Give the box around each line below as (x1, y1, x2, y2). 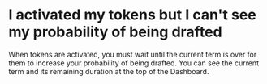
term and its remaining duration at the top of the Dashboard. (8, 66, 209, 76)
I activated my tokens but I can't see (8, 6, 257, 24)
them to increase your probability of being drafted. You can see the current (8, 58, 260, 68)
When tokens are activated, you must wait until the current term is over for (8, 49, 257, 59)
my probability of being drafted (8, 23, 222, 41)
